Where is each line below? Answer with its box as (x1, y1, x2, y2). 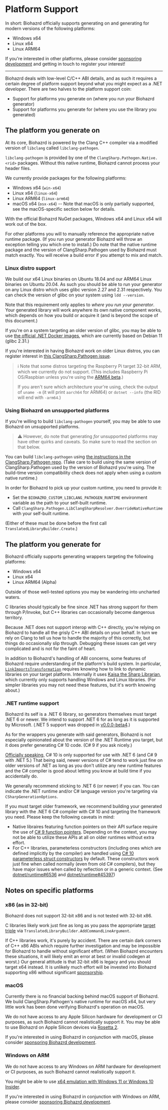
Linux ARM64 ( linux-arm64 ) (12, 195, 70, 201)
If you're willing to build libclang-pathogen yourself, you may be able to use (5, 418, 161, 424)
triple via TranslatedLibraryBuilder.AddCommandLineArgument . (5, 928, 131, 934)
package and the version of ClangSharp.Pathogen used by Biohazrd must (5, 247, 157, 253)
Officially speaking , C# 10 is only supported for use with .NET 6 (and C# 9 (5, 752, 157, 758)
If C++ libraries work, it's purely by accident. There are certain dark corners (5, 937, 161, 943)
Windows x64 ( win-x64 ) (12, 185, 61, 191)
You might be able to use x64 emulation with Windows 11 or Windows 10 (5, 1078, 154, 1084)
